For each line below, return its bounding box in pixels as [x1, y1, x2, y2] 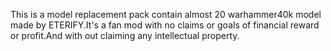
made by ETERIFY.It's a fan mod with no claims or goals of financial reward [10, 19, 320, 31]
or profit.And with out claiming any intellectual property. [10, 30, 240, 41]
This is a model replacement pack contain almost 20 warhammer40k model [10, 9, 322, 20]
